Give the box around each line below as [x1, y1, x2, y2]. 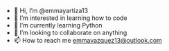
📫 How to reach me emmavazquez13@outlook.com [13, 37, 163, 44]
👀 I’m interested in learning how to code [13, 14, 128, 22]
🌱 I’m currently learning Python [13, 21, 103, 29]
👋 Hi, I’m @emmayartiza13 [13, 7, 89, 14]
